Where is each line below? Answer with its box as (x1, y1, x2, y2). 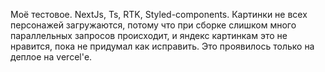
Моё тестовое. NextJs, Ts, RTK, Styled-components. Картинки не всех (10, 9, 308, 20)
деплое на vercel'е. (10, 51, 93, 63)
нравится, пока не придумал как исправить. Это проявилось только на (10, 40, 315, 52)
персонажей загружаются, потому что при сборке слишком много (10, 19, 297, 31)
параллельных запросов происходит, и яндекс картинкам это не (10, 30, 288, 41)
